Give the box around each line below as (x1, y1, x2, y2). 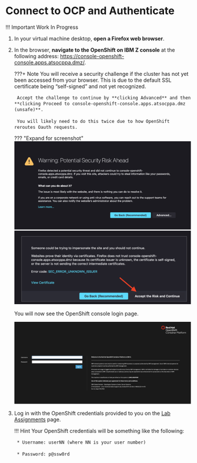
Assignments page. (14, 416, 61, 423)
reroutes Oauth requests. (14, 124, 78, 130)
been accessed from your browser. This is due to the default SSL (14, 76, 172, 84)
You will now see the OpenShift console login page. (14, 310, 139, 317)
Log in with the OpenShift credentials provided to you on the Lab (14, 410, 171, 417)
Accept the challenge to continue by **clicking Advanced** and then (16, 95, 191, 101)
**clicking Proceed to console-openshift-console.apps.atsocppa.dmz (14, 101, 186, 106)
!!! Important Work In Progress (5, 24, 79, 31)
